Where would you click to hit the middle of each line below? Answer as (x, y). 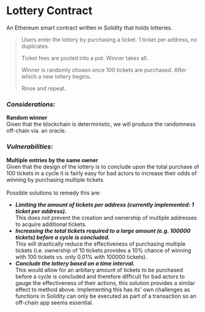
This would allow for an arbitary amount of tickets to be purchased (99, 270)
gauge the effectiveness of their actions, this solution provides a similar (105, 283)
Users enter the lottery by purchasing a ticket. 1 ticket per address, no (109, 39)
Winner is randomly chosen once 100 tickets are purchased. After (104, 70)
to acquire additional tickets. (51, 224)
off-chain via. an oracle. (36, 131)
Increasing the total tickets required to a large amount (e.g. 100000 (103, 230)
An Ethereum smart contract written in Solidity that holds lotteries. (89, 28)
